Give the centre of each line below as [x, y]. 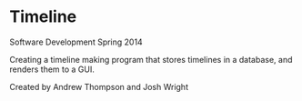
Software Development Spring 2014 [76, 42]
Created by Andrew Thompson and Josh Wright [99, 86]
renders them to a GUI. [52, 69]
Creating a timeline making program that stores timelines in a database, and [151, 59]
